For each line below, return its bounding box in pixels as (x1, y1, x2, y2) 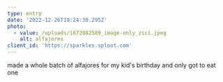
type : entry (7, 10, 42, 17)
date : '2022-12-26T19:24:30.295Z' (7, 17, 108, 23)
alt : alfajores (20, 36, 64, 43)
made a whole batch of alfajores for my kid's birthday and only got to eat (7, 61, 216, 69)
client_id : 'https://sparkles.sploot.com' (7, 42, 132, 49)
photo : (7, 23, 26, 30)
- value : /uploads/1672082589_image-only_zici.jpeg (13, 29, 167, 37)
